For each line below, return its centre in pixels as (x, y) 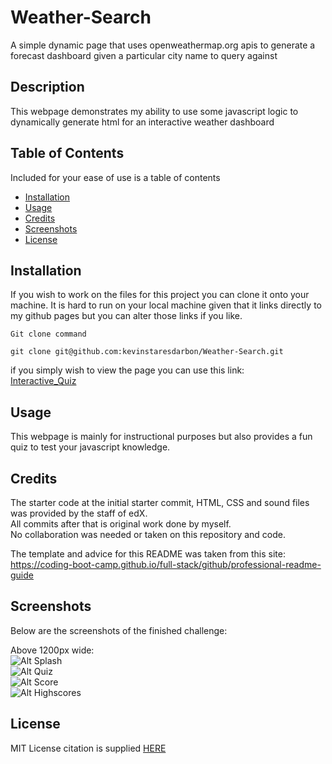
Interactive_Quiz (43, 381)
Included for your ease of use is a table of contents (115, 177)
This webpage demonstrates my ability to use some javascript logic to (154, 111)
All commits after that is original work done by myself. (121, 524)
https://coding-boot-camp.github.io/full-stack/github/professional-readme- (166, 564)
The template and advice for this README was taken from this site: (148, 554)
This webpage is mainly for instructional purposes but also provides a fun (161, 437)
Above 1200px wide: (52, 650)
